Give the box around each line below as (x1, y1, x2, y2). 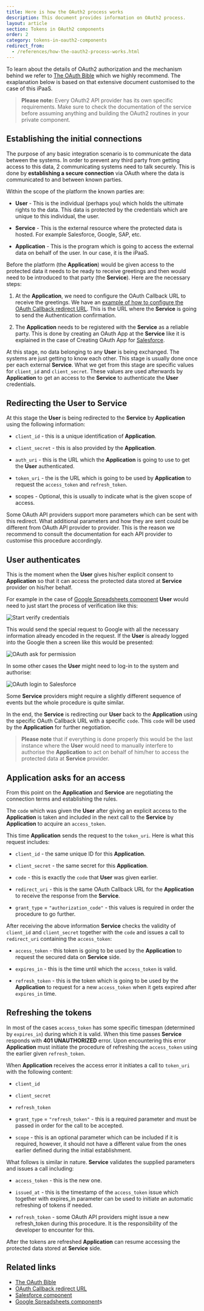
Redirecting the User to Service (6, 398, 127, 409)
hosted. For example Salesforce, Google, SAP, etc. (15, 230, 141, 238)
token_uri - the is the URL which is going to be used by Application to (15, 474, 191, 482)
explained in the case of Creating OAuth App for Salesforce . (15, 336, 165, 343)
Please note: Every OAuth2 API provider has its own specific (21, 96, 173, 104)
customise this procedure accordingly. (6, 537, 103, 545)
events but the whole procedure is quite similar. (6, 699, 125, 706)
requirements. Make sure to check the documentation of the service (21, 103, 192, 110)
